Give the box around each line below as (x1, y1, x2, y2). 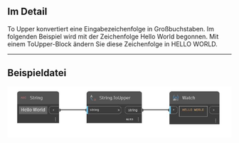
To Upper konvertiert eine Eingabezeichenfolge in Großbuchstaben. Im (7, 24, 215, 33)
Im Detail (7, 6, 48, 18)
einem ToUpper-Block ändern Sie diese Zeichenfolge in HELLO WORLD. (7, 39, 218, 48)
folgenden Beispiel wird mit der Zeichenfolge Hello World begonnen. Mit (7, 32, 219, 41)
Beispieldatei (7, 67, 67, 79)
